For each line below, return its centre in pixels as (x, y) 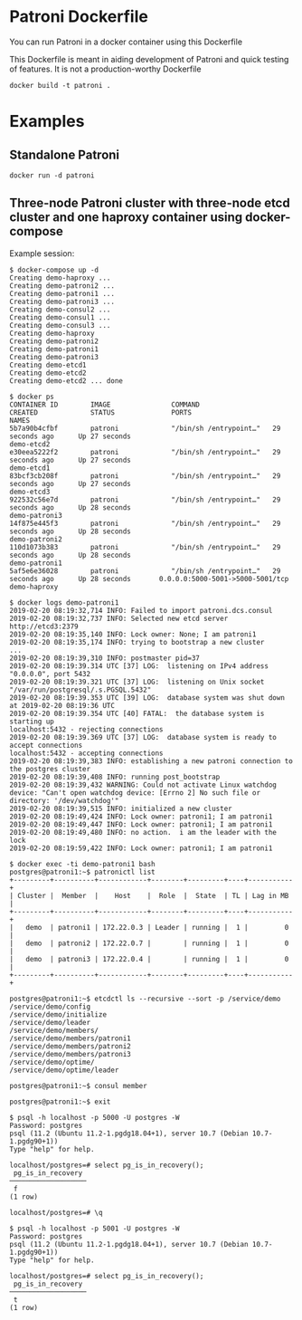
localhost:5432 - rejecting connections (87, 729)
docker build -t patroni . (60, 85)
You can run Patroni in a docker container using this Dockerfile (126, 42)
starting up (32, 722)
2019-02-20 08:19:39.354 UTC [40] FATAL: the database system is (137, 713)
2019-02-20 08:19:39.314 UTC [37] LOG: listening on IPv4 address (139, 666)
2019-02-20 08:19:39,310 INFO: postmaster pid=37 (105, 658)
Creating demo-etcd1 (48, 365)
